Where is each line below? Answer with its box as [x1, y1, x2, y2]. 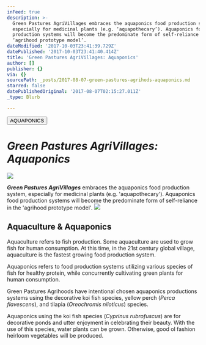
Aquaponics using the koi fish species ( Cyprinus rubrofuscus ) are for [7, 312, 181, 319]
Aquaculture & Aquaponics [7, 222, 112, 232]
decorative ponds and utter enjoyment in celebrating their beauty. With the [7, 319, 195, 326]
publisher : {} [7, 65, 43, 72]
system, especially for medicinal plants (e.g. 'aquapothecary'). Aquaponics [7, 190, 196, 197]
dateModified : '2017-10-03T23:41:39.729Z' [7, 43, 117, 49]
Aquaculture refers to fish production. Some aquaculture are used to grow [7, 238, 193, 245]
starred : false [7, 83, 46, 89]
